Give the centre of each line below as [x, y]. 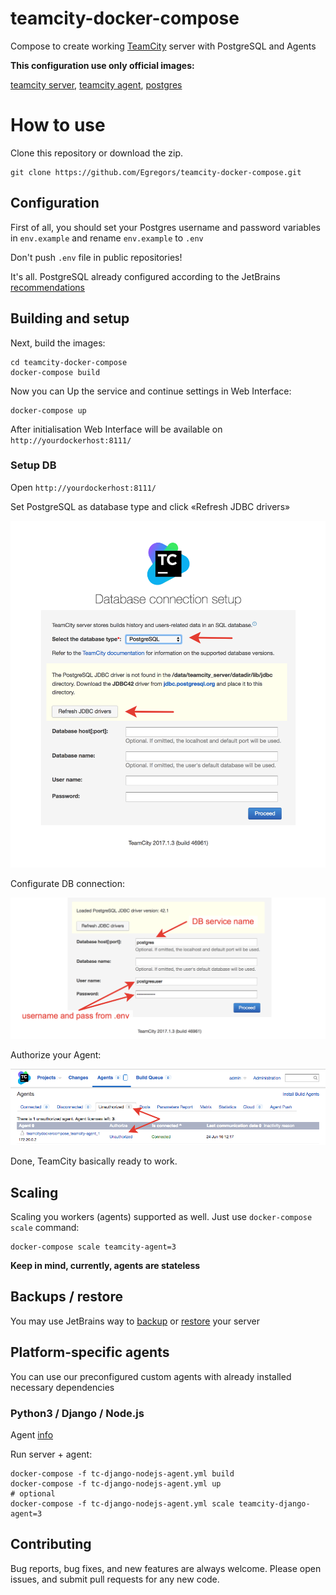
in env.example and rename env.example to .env [107, 238]
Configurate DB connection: [67, 884]
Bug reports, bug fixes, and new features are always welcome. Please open [166, 1568]
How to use [58, 125]
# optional [33, 1493]
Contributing [51, 1544]
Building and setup [70, 318]
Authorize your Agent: [56, 1055]
